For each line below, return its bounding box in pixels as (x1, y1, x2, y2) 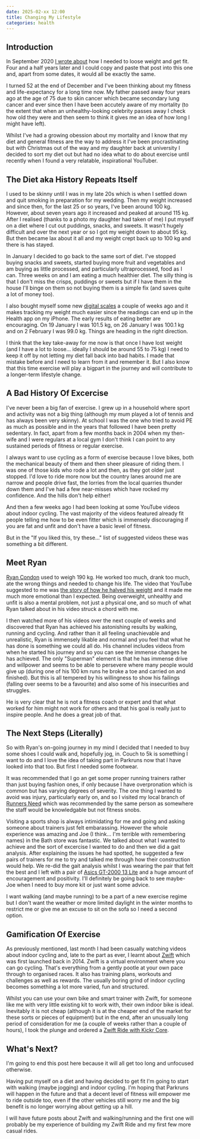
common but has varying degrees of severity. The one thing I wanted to (6, 787, 182, 794)
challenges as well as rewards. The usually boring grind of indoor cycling (6, 977, 186, 984)
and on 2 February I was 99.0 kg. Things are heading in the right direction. (6, 328, 189, 334)
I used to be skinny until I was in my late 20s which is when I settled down (6, 191, 187, 197)
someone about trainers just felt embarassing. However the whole (6, 824, 168, 831)
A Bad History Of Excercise (6, 388, 109, 398)
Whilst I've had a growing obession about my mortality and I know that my (6, 132, 187, 139)
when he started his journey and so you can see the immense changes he (6, 649, 187, 656)
